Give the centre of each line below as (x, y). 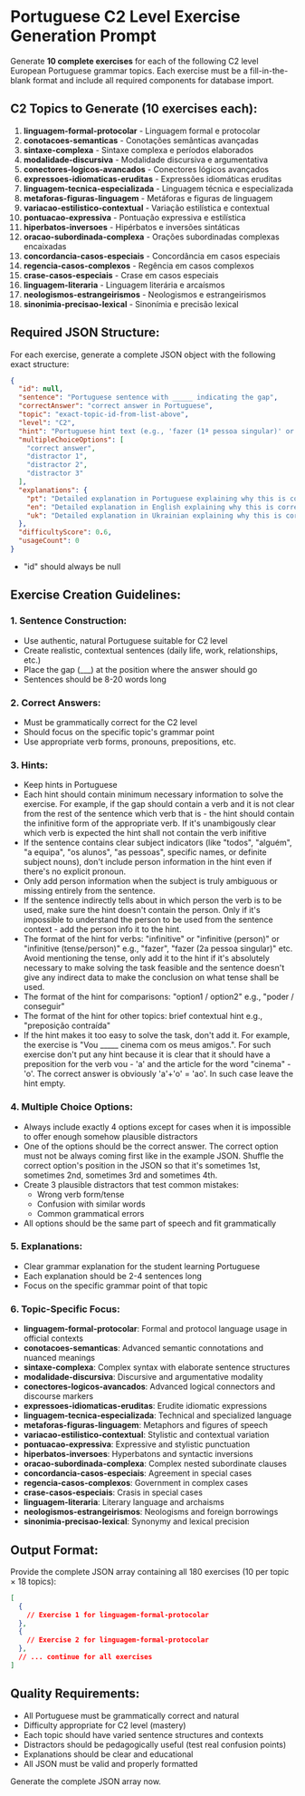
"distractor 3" (55, 473)
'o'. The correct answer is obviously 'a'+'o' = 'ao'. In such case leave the (158, 1074)
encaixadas (45, 246)
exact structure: (40, 364)
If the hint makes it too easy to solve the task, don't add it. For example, (157, 1035)
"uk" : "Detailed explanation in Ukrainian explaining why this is (154, 515)
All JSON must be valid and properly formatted (110, 1763)
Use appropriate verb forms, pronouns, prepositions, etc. (129, 742)
